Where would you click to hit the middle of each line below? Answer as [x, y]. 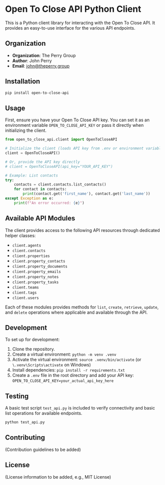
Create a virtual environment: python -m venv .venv [64, 354]
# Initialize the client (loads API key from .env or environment [74, 149]
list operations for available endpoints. [44, 413]
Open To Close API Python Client [73, 9]
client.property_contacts [39, 261]
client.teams [26, 287]
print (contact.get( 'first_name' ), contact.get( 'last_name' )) [87, 194]
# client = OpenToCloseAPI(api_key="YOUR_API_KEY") [59, 166]
